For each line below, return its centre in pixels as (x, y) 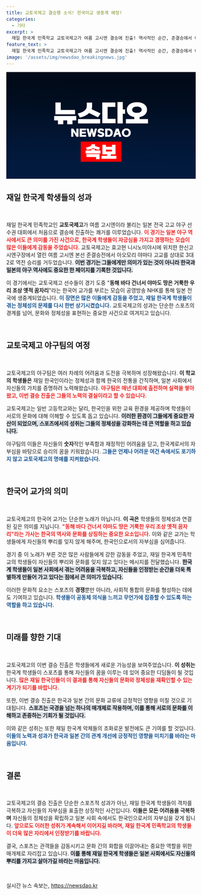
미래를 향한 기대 (34, 638)
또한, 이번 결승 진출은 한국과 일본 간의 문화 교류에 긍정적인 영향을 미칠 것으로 (96, 700)
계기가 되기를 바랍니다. (33, 687)
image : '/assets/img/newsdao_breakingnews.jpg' (67, 57)
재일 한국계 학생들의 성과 (49, 197)
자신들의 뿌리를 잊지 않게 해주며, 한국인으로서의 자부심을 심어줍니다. (106, 541)
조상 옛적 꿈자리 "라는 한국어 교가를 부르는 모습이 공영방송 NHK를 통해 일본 (99, 290)
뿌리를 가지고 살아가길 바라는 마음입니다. (53, 861)
